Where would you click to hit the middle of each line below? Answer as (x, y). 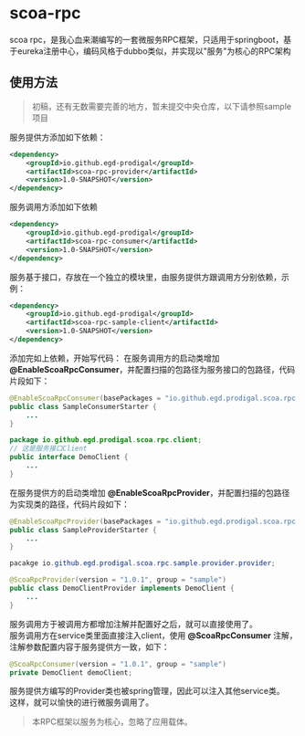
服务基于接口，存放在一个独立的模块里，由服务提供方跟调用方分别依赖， (145, 277)
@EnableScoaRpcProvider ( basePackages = (85, 521)
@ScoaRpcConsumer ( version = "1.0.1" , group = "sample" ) (118, 664)
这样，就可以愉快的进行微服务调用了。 (81, 702)
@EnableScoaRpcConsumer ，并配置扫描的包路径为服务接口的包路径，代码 (152, 369)
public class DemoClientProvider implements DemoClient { (122, 588)
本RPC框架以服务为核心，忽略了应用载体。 (112, 722)
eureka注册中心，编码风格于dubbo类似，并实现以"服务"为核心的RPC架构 (154, 51)
